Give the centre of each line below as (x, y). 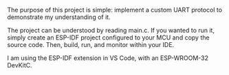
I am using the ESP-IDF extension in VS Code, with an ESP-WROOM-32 (108, 58)
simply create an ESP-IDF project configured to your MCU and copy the (108, 37)
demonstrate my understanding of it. (59, 17)
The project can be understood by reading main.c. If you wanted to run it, (111, 30)
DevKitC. (20, 65)
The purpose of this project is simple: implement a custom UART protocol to (115, 10)
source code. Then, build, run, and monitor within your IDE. (91, 45)
